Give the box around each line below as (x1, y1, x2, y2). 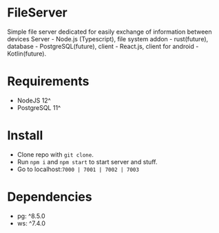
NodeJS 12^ (17, 96, 52, 104)
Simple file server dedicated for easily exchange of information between (7, 27, 212, 36)
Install (7, 128, 43, 144)
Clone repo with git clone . (17, 150, 94, 159)
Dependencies (7, 189, 92, 204)
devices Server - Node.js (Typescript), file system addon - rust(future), (7, 34, 209, 43)
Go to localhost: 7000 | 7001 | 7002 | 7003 (17, 165, 140, 173)
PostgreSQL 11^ (17, 103, 61, 111)
